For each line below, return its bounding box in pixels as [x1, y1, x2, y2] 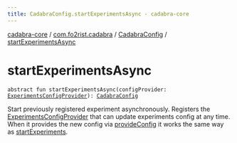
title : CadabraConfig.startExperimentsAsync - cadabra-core [7, 10, 190, 18]
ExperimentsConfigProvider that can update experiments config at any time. [7, 112, 231, 121]
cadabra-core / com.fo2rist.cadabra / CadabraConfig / [7, 30, 167, 38]
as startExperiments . [7, 127, 68, 136]
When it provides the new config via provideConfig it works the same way [7, 120, 224, 128]
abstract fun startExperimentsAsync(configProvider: [7, 86, 167, 93]
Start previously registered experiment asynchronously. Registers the [7, 105, 211, 113]
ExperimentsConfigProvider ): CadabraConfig [7, 92, 139, 100]
